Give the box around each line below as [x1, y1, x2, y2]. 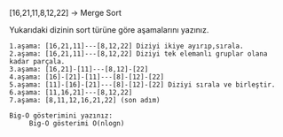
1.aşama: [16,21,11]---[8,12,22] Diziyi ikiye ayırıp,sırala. [9, 42, 244, 50]
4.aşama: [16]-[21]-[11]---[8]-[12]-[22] [9, 72, 165, 81]
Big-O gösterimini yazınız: [9, 111, 114, 120]
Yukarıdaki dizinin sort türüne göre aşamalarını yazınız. [9, 25, 209, 34]
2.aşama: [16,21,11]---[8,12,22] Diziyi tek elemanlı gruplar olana [9, 49, 268, 58]
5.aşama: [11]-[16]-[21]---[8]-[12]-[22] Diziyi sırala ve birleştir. [9, 80, 276, 89]
